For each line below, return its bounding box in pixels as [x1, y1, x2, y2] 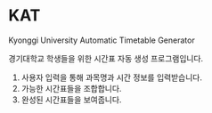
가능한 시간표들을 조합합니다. [20, 83, 122, 93]
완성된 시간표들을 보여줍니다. [20, 94, 122, 105]
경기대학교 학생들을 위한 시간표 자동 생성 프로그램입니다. [8, 52, 204, 63]
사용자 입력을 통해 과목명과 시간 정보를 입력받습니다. [20, 72, 202, 83]
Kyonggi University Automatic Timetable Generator [8, 35, 195, 45]
